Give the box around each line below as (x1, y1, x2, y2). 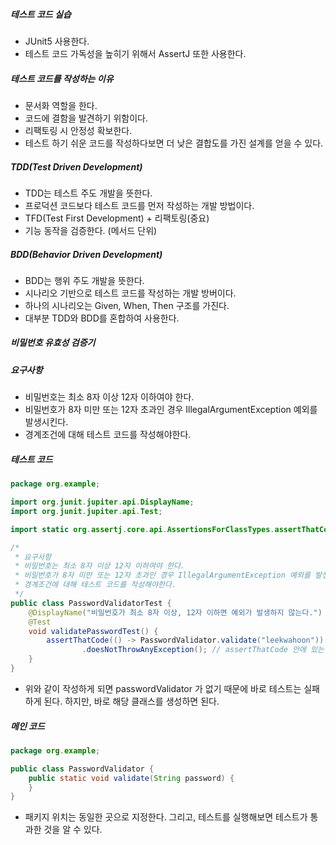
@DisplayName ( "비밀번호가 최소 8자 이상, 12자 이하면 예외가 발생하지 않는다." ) (28, 607, 323, 618)
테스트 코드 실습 (10, 8, 72, 20)
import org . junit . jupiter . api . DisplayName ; (10, 497, 195, 508)
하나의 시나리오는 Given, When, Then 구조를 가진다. (24, 299, 230, 311)
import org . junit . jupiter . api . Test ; (10, 506, 163, 516)
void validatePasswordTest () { (28, 626, 159, 636)
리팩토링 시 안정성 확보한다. (24, 124, 133, 136)
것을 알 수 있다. (43, 824, 103, 836)
